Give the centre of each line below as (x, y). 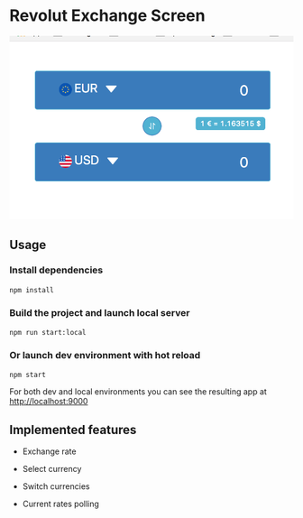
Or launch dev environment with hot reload (105, 356)
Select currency (52, 469)
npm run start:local (48, 333)
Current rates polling (60, 504)
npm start (28, 375)
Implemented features (73, 430)
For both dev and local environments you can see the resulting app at (138, 392)
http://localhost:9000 (49, 402)
